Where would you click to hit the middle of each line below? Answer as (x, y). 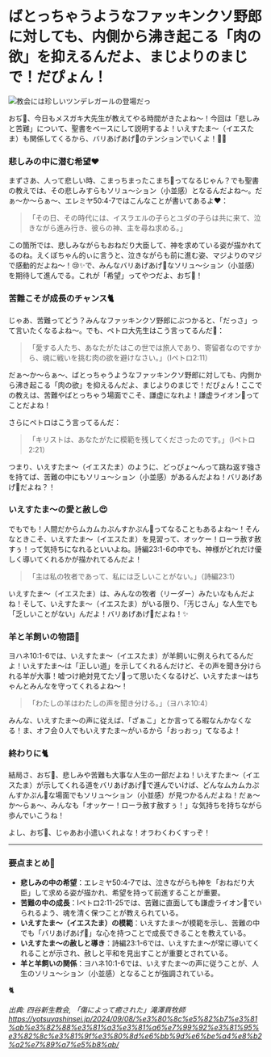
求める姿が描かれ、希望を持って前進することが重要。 (136, 892)
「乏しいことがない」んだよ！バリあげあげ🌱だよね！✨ (98, 613)
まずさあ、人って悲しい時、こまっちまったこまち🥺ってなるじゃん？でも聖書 (134, 181)
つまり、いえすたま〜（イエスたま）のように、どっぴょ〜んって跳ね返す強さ (135, 466)
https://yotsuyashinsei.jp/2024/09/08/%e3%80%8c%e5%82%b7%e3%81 (133, 1018)
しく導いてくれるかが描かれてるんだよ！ (75, 559)
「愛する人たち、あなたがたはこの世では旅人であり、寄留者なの (134, 347)
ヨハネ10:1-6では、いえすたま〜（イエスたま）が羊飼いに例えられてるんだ (131, 656)
